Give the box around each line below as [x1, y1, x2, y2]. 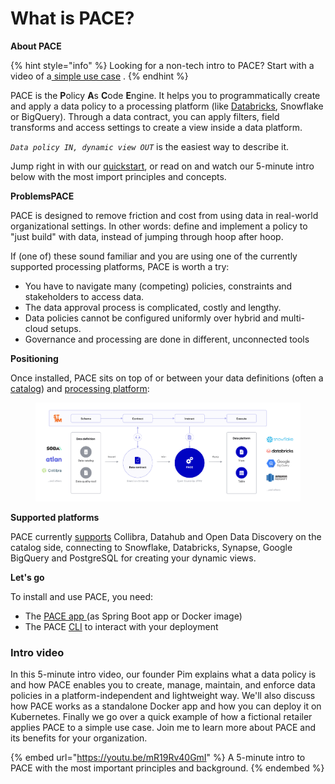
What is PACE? [10, 7, 135, 30]
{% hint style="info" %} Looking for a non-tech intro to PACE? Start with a [10, 59, 315, 71]
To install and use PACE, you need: [10, 590, 154, 602]
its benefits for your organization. [10, 732, 148, 744]
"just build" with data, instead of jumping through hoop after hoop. [10, 230, 284, 242]
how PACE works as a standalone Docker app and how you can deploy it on [10, 700, 322, 712]
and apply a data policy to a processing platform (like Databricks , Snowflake [10, 100, 324, 112]
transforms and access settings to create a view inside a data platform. [10, 121, 303, 133]
